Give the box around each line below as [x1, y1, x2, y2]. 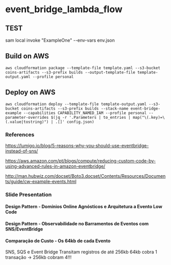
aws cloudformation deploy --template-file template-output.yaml [5, 102, 147, 107]
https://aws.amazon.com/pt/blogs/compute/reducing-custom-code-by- [5, 157, 156, 163]
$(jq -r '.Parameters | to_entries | [50, 115, 131, 120]
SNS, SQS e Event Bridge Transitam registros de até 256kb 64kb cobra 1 [5, 249, 157, 255]
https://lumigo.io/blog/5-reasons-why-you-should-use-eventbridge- [5, 142, 149, 148]
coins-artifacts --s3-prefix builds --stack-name [21, 106, 129, 111]
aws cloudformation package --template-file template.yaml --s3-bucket [5, 65, 160, 71]
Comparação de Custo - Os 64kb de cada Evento [5, 238, 111, 244]
